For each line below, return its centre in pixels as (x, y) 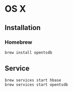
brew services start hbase (33, 80)
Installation (23, 28)
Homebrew (18, 42)
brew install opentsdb (28, 52)
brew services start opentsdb (36, 85)
